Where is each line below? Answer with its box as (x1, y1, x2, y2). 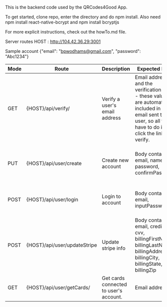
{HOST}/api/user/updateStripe (26, 242, 97, 249)
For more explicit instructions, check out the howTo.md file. (5, 29, 127, 34)
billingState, (135, 261, 163, 267)
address (101, 114, 121, 121)
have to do (135, 124, 160, 130)
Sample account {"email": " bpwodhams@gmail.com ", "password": (5, 48, 141, 54)
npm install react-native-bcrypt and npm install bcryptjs (5, 19, 119, 25)
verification (135, 86, 162, 93)
